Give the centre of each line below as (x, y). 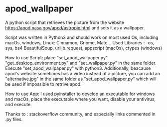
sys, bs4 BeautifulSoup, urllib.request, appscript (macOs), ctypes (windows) (84, 48)
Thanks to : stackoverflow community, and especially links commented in (80, 114)
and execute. (18, 104)
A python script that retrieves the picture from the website (65, 22)
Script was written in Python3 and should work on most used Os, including (82, 37)
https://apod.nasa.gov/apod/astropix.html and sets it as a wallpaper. (75, 27)
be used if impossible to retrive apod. (43, 84)
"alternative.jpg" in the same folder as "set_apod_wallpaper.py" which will (81, 79)
